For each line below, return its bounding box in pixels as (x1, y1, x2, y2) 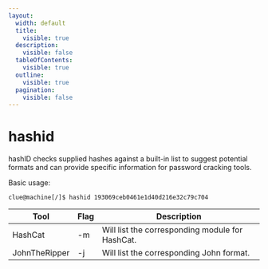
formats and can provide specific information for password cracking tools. (8, 163, 253, 172)
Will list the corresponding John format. (101, 247, 250, 259)
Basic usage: (8, 178, 51, 188)
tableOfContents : (15, 57, 73, 65)
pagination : (15, 85, 56, 94)
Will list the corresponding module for (101, 224, 243, 235)
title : (15, 26, 37, 34)
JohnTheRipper (12, 247, 70, 259)
